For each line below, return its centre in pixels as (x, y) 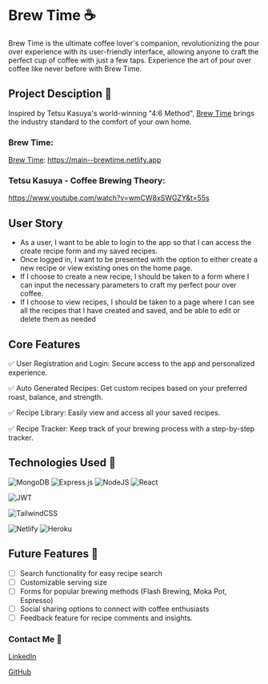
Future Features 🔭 (53, 554)
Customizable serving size (64, 582)
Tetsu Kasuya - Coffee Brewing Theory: (87, 180)
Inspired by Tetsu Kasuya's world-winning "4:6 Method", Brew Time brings (131, 113)
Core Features (44, 344)
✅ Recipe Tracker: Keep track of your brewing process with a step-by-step (132, 429)
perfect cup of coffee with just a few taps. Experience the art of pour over (130, 60)
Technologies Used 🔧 (62, 463)
